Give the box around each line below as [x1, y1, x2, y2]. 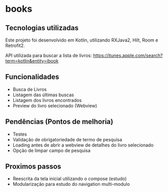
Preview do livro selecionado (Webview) [12, 102, 98, 109]
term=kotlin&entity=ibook [5, 58, 59, 64]
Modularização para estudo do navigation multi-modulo [12, 181, 130, 187]
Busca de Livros [12, 86, 47, 92]
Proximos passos [5, 162, 61, 171]
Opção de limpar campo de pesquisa [12, 147, 91, 154]
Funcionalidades [5, 73, 60, 81]
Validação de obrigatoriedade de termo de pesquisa [12, 136, 123, 142]
